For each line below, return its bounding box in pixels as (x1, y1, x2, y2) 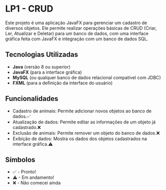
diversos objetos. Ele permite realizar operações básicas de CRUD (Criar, (5, 25, 157, 31)
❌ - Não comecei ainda (12, 180, 61, 186)
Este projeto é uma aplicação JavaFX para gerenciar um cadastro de (5, 20, 147, 26)
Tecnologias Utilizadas (5, 50, 78, 59)
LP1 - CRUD (5, 3, 54, 15)
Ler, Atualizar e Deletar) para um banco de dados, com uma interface (5, 30, 149, 36)
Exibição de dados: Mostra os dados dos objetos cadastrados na (12, 136, 147, 142)
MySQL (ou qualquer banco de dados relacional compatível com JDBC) (12, 74, 161, 81)
